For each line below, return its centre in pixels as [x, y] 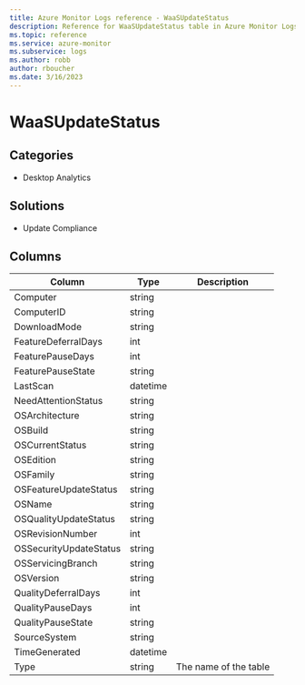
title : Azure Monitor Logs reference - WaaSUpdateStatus [119, 18]
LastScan [34, 386]
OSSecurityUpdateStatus [67, 549]
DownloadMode [48, 327]
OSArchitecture [47, 416]
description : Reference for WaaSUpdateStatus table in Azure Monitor [144, 26]
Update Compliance [60, 227]
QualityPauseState [54, 622]
